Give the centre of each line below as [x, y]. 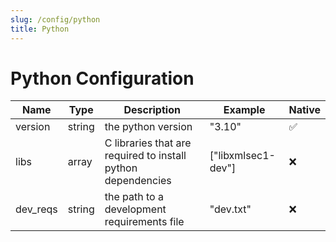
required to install [145, 156]
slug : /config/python [55, 19]
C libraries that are [148, 143]
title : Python [40, 29]
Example [244, 110]
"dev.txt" [230, 209]
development [135, 209]
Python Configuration [102, 78]
